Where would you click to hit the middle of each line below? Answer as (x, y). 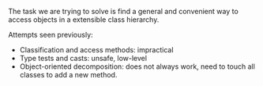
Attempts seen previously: (51, 35)
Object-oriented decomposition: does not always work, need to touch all (137, 66)
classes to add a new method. (68, 75)
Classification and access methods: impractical (96, 50)
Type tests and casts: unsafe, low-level (83, 58)
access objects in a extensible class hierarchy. (84, 20)
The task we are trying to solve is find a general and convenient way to (123, 11)
